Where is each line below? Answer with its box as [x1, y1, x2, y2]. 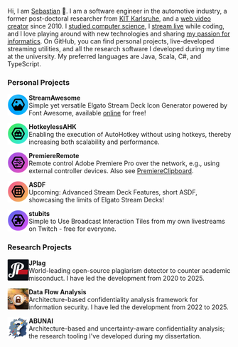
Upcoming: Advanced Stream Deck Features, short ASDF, [28, 188, 198, 197]
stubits [28, 209, 50, 218]
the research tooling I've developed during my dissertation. [28, 331, 202, 340]
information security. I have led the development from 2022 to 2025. [28, 303, 229, 311]
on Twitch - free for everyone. [28, 224, 117, 233]
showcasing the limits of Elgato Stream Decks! [28, 196, 165, 204]
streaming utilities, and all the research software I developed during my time [7, 45, 229, 53]
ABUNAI [28, 316, 54, 325]
